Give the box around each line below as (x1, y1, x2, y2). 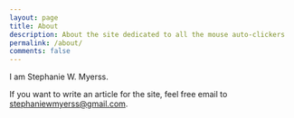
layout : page (9, 13, 59, 23)
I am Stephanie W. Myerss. (9, 71, 109, 82)
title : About (9, 22, 59, 31)
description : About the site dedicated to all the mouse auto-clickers (9, 30, 285, 39)
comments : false (9, 47, 71, 56)
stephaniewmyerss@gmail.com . (9, 98, 128, 109)
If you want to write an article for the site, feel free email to (9, 89, 228, 100)
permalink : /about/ (9, 38, 83, 48)
